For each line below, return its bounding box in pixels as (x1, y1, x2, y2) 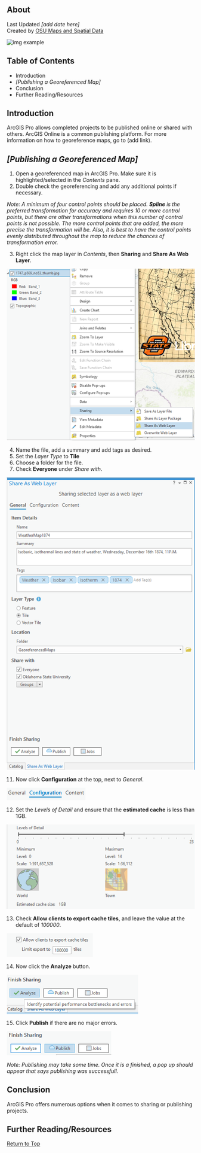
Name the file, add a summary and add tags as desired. (15, 446, 152, 454)
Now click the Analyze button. (15, 963, 91, 970)
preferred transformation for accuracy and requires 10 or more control (7, 207, 180, 214)
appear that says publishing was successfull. (7, 1067, 119, 1075)
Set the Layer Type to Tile (15, 453, 80, 460)
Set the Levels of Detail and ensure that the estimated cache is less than (15, 806, 195, 813)
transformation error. (7, 239, 58, 246)
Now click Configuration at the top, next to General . (15, 776, 144, 783)
